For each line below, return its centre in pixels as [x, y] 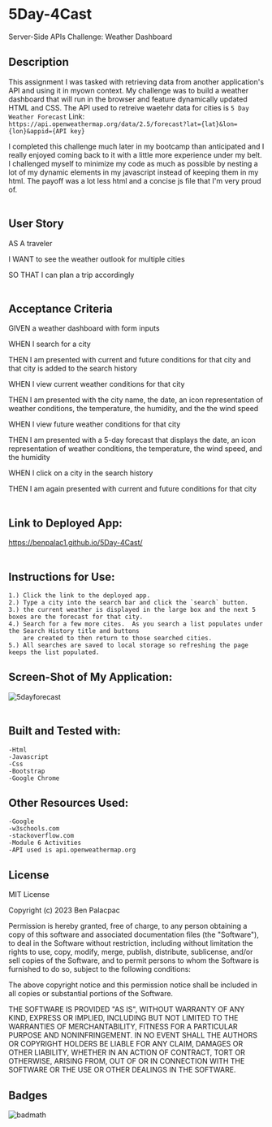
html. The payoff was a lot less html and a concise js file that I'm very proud [135, 180]
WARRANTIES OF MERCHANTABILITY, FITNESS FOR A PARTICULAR [123, 1027]
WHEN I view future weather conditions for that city [95, 424]
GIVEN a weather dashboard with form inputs [84, 328]
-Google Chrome [34, 778]
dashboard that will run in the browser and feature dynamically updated [128, 99]
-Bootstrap [27, 771]
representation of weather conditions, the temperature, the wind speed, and [135, 449]
